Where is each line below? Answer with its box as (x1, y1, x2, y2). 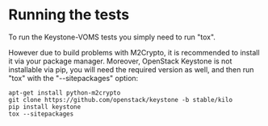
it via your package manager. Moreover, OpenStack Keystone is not (8, 56, 232, 66)
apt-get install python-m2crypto (8, 88, 121, 97)
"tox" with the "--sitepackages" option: (8, 73, 139, 83)
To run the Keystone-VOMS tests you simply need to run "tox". (8, 32, 216, 42)
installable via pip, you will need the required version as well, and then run (8, 64, 254, 74)
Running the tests (8, 6, 130, 24)
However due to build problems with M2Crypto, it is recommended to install (8, 47, 260, 57)
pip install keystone (8, 103, 82, 111)
